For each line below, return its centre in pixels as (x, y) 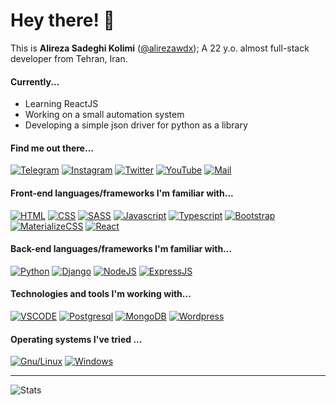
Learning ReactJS (61, 104)
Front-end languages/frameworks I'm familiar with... (122, 193)
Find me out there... (52, 148)
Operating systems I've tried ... (76, 339)
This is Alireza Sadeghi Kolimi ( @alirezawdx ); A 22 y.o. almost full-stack (160, 48)
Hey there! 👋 (62, 20)
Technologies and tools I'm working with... (101, 294)
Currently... (35, 81)
